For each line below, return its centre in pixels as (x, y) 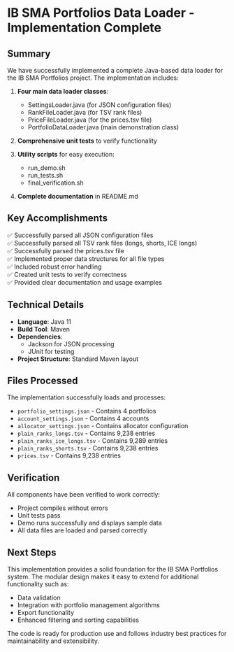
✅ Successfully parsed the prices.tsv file (66, 250)
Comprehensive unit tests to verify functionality (87, 141)
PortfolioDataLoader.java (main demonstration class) (103, 127)
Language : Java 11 (44, 321)
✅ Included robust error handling (54, 267)
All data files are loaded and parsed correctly (82, 530)
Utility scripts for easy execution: (66, 154)
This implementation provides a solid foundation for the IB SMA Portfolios (113, 569)
